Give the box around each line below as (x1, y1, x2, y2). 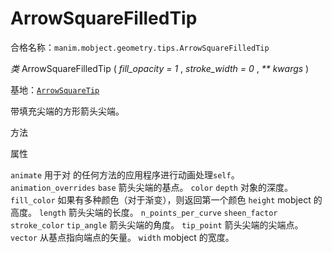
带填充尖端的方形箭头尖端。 (10, 105, 125, 117)
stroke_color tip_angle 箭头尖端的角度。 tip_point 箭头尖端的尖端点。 (10, 218, 304, 231)
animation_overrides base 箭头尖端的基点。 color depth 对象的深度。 (10, 181, 293, 193)
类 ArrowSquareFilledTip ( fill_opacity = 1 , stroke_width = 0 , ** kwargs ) (10, 62, 310, 74)
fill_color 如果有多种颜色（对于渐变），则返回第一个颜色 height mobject (10, 193, 312, 206)
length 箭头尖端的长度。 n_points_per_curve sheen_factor (38, 206, 278, 218)
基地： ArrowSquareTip (10, 83, 100, 96)
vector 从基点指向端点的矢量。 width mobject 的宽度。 (10, 231, 235, 243)
